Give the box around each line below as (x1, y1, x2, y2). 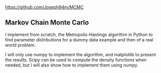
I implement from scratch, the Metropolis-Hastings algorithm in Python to (5, 32, 153, 37)
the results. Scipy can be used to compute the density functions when (5, 57, 147, 63)
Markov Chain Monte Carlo (5, 18, 89, 27)
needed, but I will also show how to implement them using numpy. (5, 62, 138, 68)
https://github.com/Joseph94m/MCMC (5, 4, 84, 10)
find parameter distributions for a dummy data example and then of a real (5, 36, 154, 42)
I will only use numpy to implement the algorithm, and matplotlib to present (5, 51, 156, 57)
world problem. (5, 42, 36, 48)
